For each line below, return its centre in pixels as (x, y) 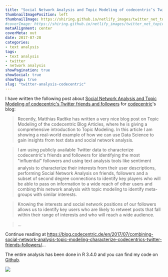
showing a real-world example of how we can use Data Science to (85, 134)
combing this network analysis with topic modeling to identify (80, 189)
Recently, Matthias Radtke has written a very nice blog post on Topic (88, 118)
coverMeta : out (21, 33)
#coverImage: (19, 24)
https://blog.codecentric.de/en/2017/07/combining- (100, 234)
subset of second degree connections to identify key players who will (89, 178)
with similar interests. (55, 194)
